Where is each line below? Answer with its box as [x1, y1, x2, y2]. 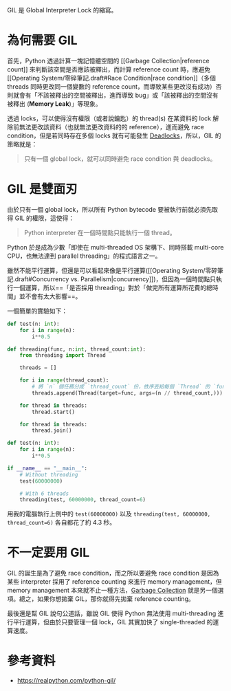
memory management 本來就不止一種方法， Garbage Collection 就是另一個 [7, 586, 218, 595]
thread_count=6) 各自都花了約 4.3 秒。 [7, 518, 116, 527]
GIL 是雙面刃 [7, 182, 78, 197]
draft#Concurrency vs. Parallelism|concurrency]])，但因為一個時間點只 [14, 274, 217, 283]
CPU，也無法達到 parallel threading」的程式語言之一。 [7, 252, 162, 260]
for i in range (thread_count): [19, 377, 109, 384]
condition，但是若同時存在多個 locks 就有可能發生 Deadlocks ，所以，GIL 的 [7, 131, 221, 140]
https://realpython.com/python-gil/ [16, 677, 116, 685]
